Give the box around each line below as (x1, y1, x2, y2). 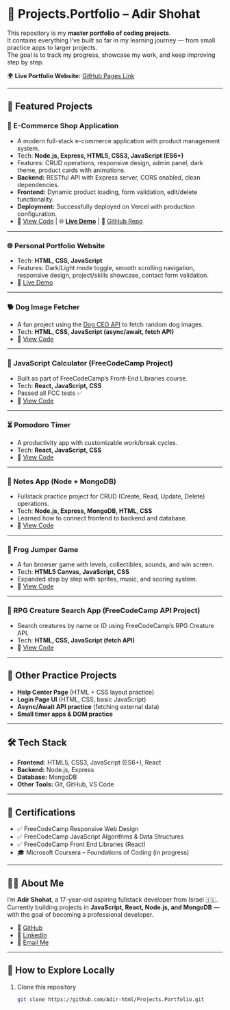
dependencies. (16, 180, 60, 189)
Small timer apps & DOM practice (16, 710, 113, 718)
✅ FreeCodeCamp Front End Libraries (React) (16, 840, 146, 849)
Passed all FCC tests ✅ (16, 389, 82, 397)
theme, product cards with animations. (16, 166, 126, 174)
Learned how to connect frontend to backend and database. (16, 514, 188, 522)
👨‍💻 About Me (7, 877, 64, 889)
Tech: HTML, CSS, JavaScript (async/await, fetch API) (16, 328, 175, 336)
